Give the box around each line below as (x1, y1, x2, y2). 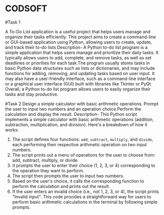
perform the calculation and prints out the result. (12, 183, 110, 189)
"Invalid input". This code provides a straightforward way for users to (12, 193, 152, 199)
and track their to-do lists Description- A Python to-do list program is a (5, 44, 148, 50)
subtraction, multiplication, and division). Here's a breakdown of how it (5, 121, 148, 128)
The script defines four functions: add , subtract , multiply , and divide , (12, 136, 153, 142)
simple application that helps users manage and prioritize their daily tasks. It (5, 50, 159, 55)
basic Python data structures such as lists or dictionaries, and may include (5, 65, 155, 71)
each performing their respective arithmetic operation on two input (12, 141, 147, 147)
